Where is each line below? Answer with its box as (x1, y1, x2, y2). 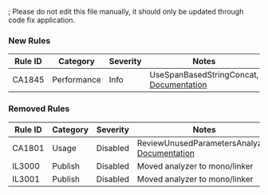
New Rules (8, 35, 51, 46)
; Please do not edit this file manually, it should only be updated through (8, 7, 244, 16)
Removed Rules (8, 103, 70, 114)
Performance (51, 74, 101, 86)
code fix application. (8, 15, 76, 25)
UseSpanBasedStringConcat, (149, 70, 259, 81)
